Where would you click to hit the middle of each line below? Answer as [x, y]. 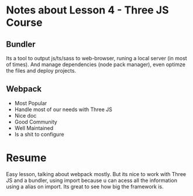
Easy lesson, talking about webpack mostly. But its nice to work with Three [96, 174]
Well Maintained [34, 128]
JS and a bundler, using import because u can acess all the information [92, 180]
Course [24, 23]
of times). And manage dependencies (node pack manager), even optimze [96, 64]
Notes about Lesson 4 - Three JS [87, 10]
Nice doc [25, 115]
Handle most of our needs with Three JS [63, 109]
